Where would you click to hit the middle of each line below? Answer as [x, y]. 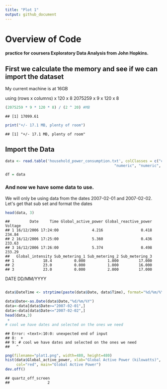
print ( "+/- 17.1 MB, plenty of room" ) [45, 125]
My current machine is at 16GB [37, 89]
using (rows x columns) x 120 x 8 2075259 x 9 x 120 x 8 [62, 98]
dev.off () [15, 370]
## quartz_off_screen [28, 379]
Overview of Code [43, 39]
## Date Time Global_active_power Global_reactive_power [79, 222]
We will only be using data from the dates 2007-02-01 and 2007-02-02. [79, 198]
